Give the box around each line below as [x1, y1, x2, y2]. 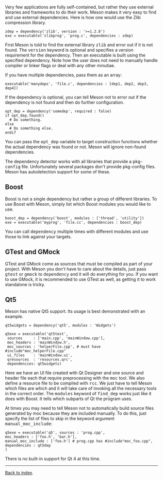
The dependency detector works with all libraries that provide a [5, 158, 132, 164]
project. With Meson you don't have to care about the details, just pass [5, 266, 147, 272]
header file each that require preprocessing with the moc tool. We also [5, 375, 145, 381]
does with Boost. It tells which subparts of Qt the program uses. [5, 396, 132, 402]
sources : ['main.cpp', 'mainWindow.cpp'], [7, 336, 105, 341]
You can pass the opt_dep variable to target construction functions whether [5, 139, 158, 144]
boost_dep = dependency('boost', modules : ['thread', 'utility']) [5, 215, 145, 221]
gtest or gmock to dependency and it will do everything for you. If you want [5, 271, 158, 277]
